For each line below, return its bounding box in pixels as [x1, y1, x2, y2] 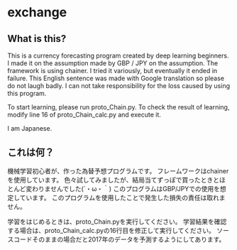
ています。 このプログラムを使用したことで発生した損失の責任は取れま [19, 193, 226, 202]
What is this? [7, 33, 67, 45]
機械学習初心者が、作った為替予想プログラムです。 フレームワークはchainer [7, 166, 229, 175]
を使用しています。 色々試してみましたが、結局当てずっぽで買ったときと [7, 175, 220, 184]
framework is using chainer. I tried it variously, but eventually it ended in [7, 67, 218, 75]
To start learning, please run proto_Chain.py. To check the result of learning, [7, 103, 230, 111]
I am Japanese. [7, 124, 53, 132]
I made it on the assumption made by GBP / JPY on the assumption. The [7, 59, 219, 67]
